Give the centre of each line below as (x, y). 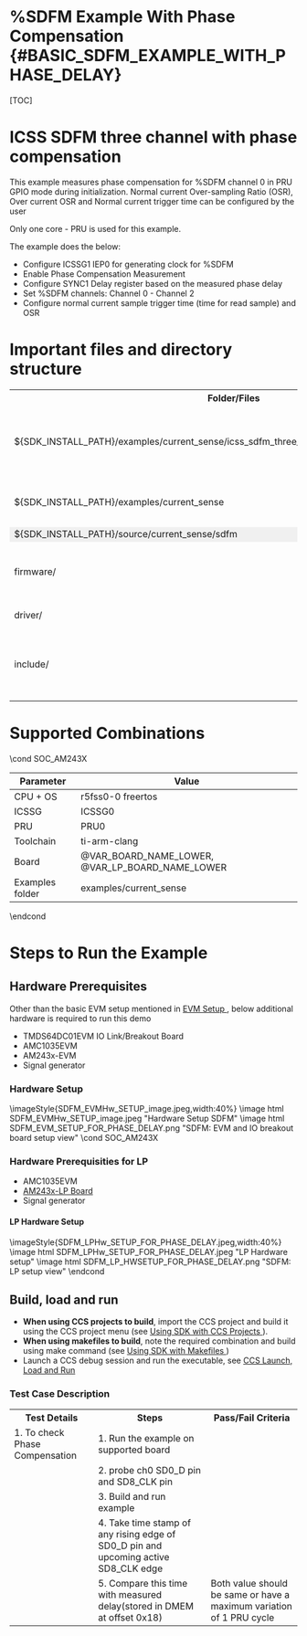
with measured (130, 1594)
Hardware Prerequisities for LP (79, 1161)
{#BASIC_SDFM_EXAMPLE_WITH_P (148, 56)
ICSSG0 (98, 811)
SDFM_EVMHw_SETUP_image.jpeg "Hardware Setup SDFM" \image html (147, 1119)
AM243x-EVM (49, 1055)
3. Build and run (132, 1496)
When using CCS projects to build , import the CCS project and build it (155, 1322)
